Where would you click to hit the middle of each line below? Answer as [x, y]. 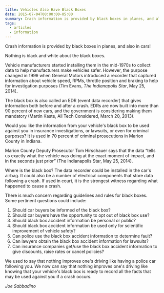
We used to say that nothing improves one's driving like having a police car [81, 261]
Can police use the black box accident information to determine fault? [82, 236]
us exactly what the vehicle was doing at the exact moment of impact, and [80, 156]
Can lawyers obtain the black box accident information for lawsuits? [80, 241]
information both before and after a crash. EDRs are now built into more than [82, 106]
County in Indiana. [23, 141]
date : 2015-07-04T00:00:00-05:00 [39, 14]
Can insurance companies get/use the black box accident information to [85, 246]
